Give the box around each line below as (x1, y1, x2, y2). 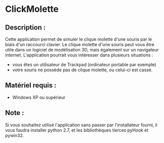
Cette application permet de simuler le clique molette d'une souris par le (5, 36, 152, 42)
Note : (5, 109, 24, 117)
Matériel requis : (5, 81, 57, 90)
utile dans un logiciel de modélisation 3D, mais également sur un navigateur (5, 47, 159, 52)
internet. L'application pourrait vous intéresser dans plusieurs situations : (5, 52, 153, 58)
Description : (5, 23, 46, 32)
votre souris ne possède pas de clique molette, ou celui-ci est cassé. (12, 67, 153, 73)
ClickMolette (5, 3, 59, 15)
